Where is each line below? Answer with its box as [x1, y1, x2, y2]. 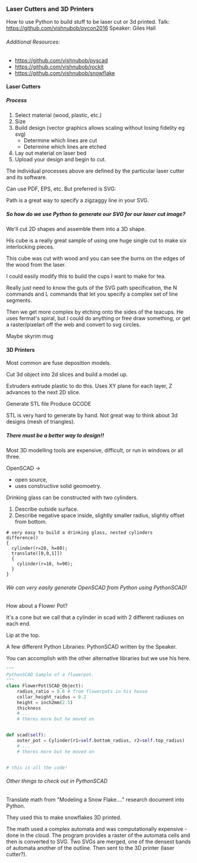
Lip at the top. [6, 631, 40, 639]
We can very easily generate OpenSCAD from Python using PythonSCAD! [6, 584, 187, 591]
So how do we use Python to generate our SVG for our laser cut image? [6, 210, 186, 217]
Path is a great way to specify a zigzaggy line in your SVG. [6, 197, 149, 204]
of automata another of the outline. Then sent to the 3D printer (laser [6, 844, 174, 851]
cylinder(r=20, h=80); [11, 545, 68, 552]
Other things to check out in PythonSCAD [6, 777, 108, 784]
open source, [14, 476, 48, 483]
